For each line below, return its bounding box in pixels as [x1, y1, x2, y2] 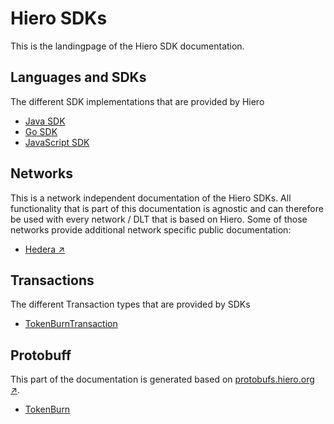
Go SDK [24, 125, 58, 137]
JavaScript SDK [24, 136, 90, 148]
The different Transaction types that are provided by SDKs [10, 298, 251, 311]
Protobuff [10, 347, 72, 364]
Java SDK [24, 115, 66, 127]
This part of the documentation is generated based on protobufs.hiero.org [10, 373, 315, 386]
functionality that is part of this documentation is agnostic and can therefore [10, 202, 324, 214]
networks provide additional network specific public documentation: [10, 223, 292, 236]
